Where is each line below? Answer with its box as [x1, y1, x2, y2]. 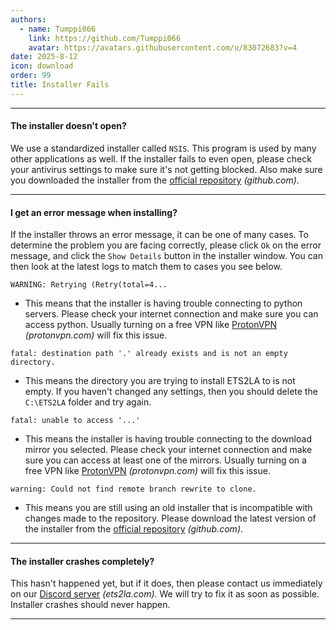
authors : [10, 14, 47, 25]
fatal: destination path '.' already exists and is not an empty [10, 349, 288, 359]
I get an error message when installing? [10, 206, 178, 218]
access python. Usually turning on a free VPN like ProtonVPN [24, 319, 277, 331]
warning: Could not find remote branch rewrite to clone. [10, 484, 257, 495]
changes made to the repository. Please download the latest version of [24, 512, 317, 525]
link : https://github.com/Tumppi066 [28, 33, 182, 43]
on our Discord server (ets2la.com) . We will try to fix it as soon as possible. [10, 588, 320, 600]
